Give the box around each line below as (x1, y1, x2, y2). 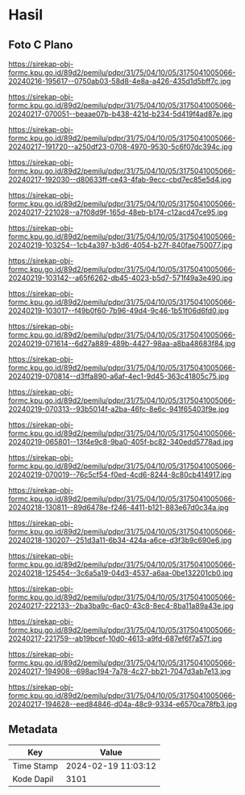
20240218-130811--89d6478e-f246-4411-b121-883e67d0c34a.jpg (8, 503, 229, 512)
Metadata (8, 722, 58, 736)
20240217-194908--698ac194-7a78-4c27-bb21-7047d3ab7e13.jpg (8, 667, 231, 676)
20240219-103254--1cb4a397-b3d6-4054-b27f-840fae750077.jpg (8, 241, 233, 249)
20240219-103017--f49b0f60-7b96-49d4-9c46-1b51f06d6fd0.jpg (8, 306, 230, 316)
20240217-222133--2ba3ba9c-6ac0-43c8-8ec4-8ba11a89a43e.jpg (8, 601, 234, 610)
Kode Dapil (12, 773, 54, 785)
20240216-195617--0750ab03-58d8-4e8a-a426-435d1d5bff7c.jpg (8, 77, 231, 86)
